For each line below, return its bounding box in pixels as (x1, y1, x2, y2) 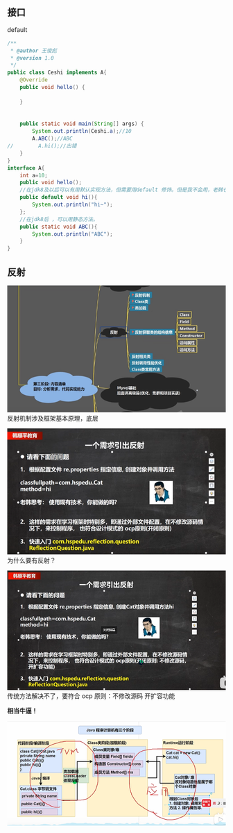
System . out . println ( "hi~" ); (32, 201, 113, 209)
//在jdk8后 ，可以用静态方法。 (19, 216, 98, 223)
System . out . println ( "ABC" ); (32, 230, 113, 238)
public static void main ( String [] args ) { (19, 120, 144, 127)
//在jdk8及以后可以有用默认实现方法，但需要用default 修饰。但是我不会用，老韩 (19, 186, 223, 193)
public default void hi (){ (19, 194, 98, 201)
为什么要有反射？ (7, 556, 56, 565)
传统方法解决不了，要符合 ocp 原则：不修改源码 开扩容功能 (7, 691, 175, 700)
